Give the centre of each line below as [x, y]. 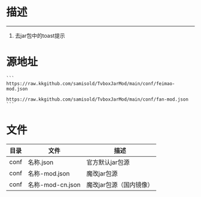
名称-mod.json [49, 173]
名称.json [41, 162]
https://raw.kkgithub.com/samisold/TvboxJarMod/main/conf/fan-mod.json [97, 99]
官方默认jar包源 [108, 162]
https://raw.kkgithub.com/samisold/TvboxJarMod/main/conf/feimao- [91, 84]
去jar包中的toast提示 [40, 35]
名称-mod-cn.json [54, 184]
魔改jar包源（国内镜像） [120, 184]
